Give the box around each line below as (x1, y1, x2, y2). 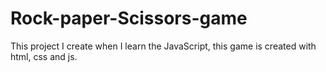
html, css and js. (10, 50, 78, 62)
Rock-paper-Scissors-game (10, 7, 248, 30)
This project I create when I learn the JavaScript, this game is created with (10, 40, 317, 52)
